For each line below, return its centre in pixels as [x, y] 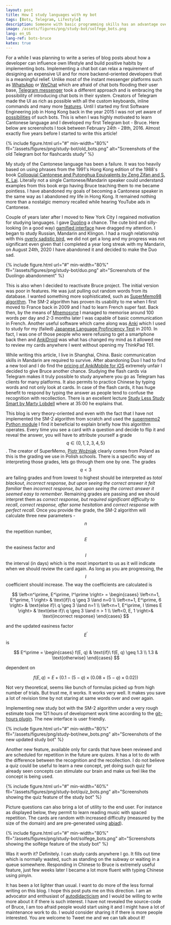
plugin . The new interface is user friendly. [62, 719]
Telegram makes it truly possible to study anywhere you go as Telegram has [85, 376]
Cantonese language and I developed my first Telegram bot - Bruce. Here [82, 122]
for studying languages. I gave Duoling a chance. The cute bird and [76, 222]
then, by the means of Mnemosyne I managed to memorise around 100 [80, 312]
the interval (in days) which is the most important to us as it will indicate [81, 563]
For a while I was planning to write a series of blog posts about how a [78, 58]
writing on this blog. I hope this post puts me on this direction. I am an [79, 891]
